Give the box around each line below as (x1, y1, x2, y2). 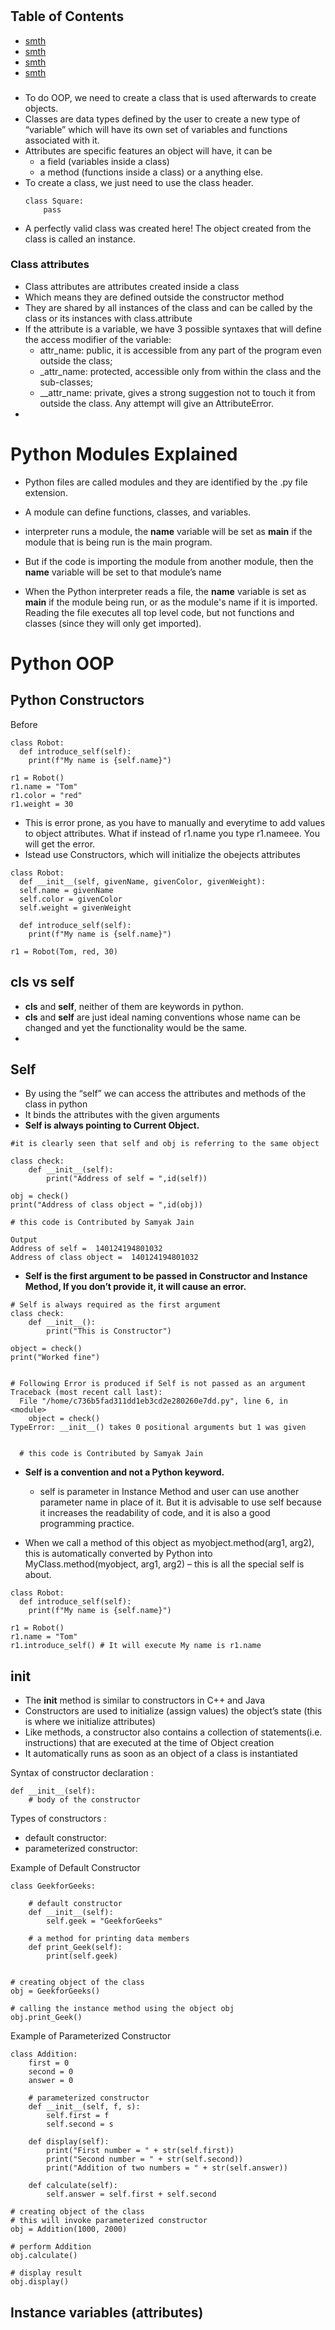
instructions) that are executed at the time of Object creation (24, 1737, 275, 1749)
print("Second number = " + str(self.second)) (46, 2154, 244, 2165)
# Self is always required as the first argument (10, 1300, 222, 1310)
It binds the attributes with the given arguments (24, 1109, 220, 1121)
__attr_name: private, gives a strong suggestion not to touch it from (39, 386, 316, 398)
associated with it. (24, 134, 100, 146)
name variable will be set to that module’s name (24, 566, 222, 578)
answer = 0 (28, 2076, 74, 2086)
